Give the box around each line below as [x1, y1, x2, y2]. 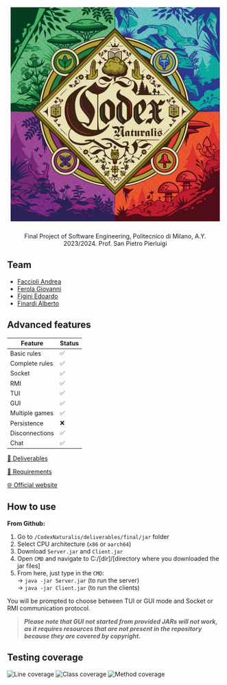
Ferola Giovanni [16, 284, 62, 292]
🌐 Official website [7, 481, 58, 489]
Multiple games [10, 409, 53, 417]
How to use [7, 501, 56, 513]
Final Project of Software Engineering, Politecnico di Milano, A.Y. [23, 232, 207, 240]
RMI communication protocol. [7, 603, 91, 612]
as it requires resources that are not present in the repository [23, 624, 202, 633]
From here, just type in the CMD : [16, 569, 104, 577]
